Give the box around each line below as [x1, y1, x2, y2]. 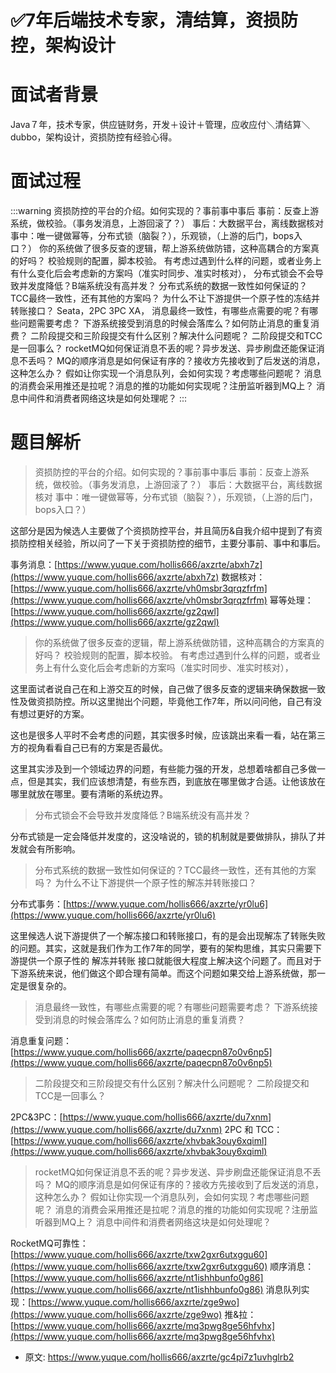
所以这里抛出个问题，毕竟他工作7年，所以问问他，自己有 [79, 696, 313, 707]
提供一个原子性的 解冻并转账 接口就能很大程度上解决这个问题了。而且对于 [18, 955, 322, 966]
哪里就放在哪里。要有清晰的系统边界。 [10, 788, 168, 800]
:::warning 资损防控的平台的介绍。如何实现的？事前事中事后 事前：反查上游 [10, 205, 320, 217]
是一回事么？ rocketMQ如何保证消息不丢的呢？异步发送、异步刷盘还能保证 [10, 342, 317, 355]
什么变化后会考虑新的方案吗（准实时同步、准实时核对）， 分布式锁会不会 [18, 267, 315, 280]
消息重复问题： [10, 1035, 72, 1046]
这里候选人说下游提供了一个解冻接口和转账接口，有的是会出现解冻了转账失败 [10, 930, 326, 941]
